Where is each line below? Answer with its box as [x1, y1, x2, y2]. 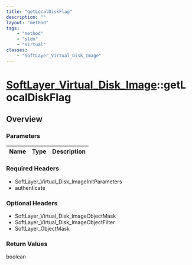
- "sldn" [17, 36, 38, 42]
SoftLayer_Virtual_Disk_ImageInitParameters [14, 178, 122, 185]
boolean [6, 253, 27, 260]
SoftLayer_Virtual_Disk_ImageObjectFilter [14, 219, 115, 226]
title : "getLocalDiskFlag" [6, 8, 73, 15]
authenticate [14, 184, 45, 191]
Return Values [6, 240, 48, 248]
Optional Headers [6, 199, 58, 207]
